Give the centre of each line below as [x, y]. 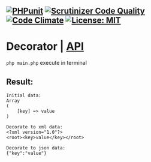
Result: [20, 82]
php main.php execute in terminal [46, 63]
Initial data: [24, 96]
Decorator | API [45, 46]
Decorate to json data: [36, 148]
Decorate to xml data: [34, 127]
